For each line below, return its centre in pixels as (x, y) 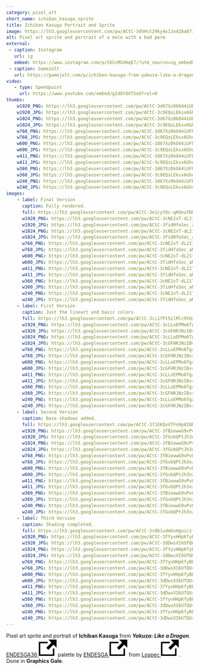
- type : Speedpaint (38, 88)
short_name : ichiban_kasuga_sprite (50, 19)
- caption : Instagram (35, 50)
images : (16, 194)
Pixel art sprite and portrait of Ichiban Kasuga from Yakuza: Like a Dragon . (98, 636)
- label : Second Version (47, 412)
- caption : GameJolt (34, 69)
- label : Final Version (46, 200)
